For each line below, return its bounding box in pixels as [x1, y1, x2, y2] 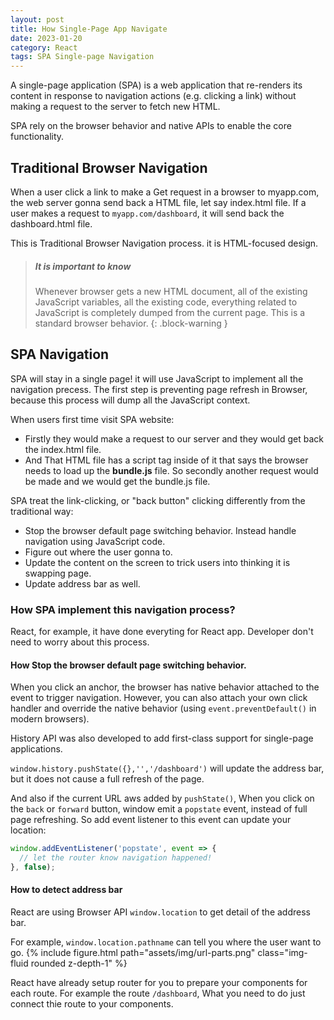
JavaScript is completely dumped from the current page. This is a [34, 306, 306, 318]
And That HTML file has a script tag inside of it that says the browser [24, 454, 309, 466]
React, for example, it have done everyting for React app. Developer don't [10, 626, 314, 638]
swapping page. [24, 567, 92, 579]
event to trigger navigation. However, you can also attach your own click [10, 692, 308, 704]
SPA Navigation [10, 346, 110, 363]
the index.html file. [24, 443, 102, 455]
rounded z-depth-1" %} [30, 957, 128, 970]
